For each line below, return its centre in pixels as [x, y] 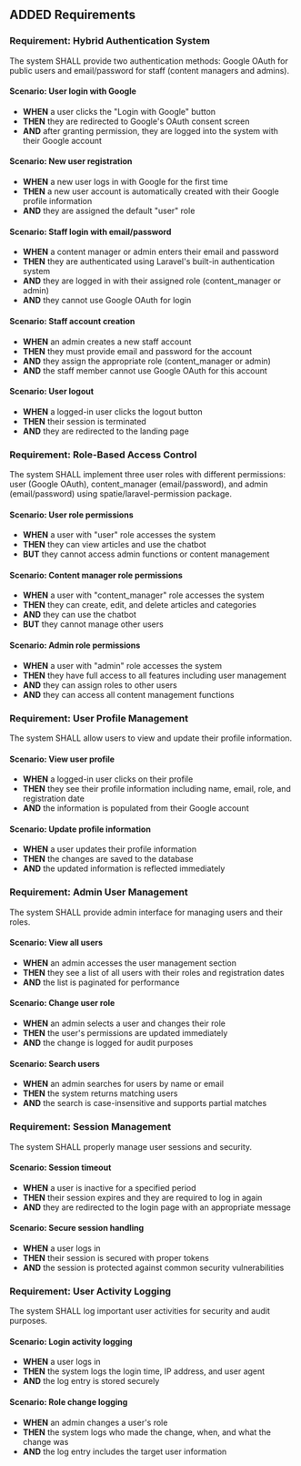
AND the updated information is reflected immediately [124, 868]
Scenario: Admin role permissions [75, 645]
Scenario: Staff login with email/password [90, 231]
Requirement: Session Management [90, 1127]
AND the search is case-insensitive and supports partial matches [145, 1103]
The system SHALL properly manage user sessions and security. [131, 1146]
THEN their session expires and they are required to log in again [142, 1197]
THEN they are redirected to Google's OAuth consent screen [136, 121]
